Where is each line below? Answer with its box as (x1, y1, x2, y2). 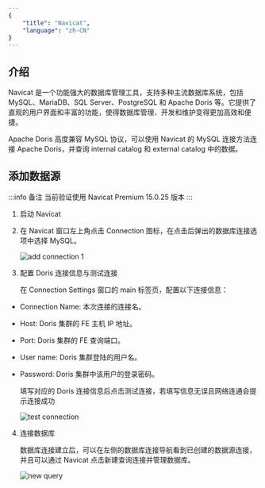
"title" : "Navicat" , (22, 19, 90, 27)
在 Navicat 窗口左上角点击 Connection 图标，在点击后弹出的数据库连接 (19, 225, 251, 235)
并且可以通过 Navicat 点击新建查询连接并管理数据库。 (19, 455, 195, 464)
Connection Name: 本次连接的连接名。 (19, 302, 146, 311)
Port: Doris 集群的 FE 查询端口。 (19, 335, 125, 345)
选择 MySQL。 (33, 236, 81, 245)
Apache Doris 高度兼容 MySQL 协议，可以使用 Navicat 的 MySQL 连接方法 (8, 134, 251, 144)
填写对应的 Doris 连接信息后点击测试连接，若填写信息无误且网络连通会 (19, 386, 250, 395)
